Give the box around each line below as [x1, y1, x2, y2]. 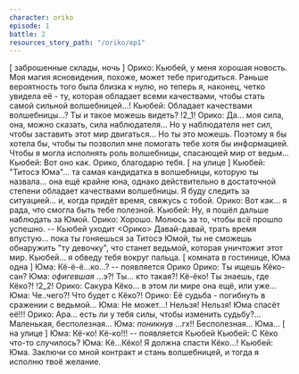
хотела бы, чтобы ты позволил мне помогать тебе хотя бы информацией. [9, 138, 289, 149]
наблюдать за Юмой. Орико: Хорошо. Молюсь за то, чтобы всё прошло [9, 214, 283, 225]
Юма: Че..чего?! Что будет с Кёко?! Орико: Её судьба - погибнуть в [9, 290, 266, 301]
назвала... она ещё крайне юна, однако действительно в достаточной [9, 176, 277, 187]
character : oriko [9, 12, 74, 22]
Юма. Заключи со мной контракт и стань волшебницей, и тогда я [9, 347, 260, 358]
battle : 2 [9, 29, 46, 38]
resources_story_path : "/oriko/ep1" [9, 37, 145, 47]
